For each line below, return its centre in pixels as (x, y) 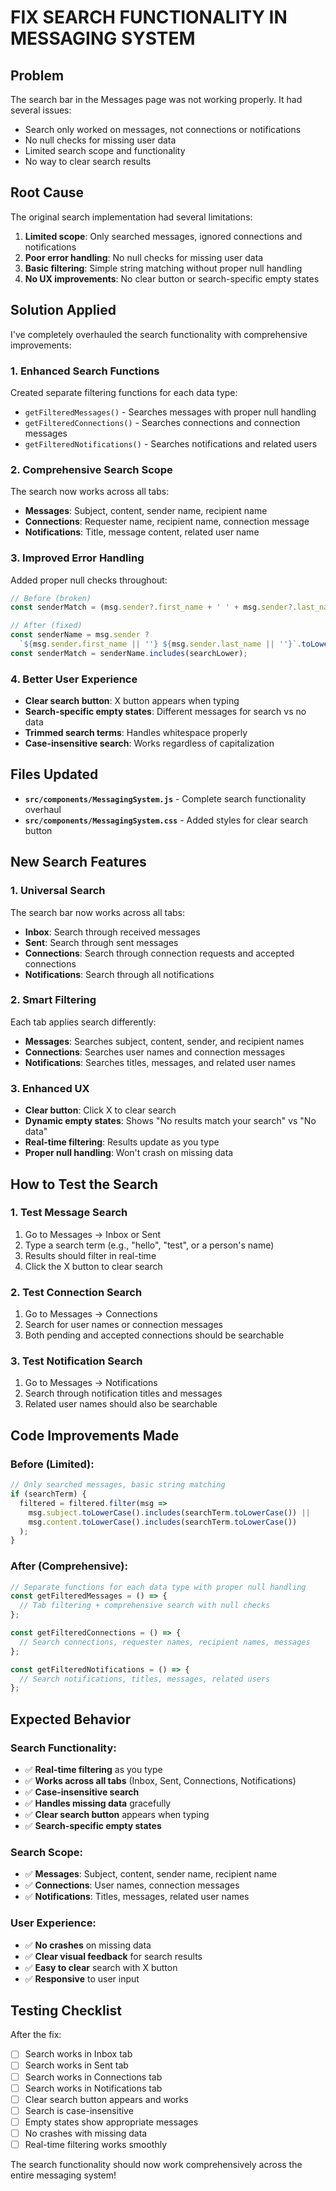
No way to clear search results (88, 161)
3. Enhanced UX (50, 1088)
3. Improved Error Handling (77, 558)
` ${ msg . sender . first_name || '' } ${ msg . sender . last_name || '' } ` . (160, 644)
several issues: (41, 110)
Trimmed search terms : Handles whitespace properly (136, 733)
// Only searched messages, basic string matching (118, 1485)
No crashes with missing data (86, 2133)
